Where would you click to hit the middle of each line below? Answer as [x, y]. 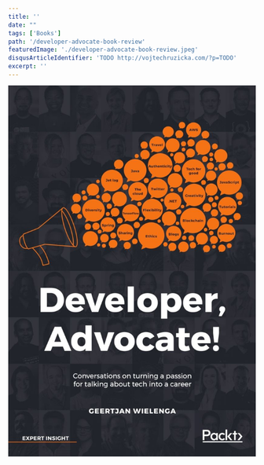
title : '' [24, 16]
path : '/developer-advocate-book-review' [77, 42]
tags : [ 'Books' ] [35, 33]
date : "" [22, 25]
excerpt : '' [27, 67]
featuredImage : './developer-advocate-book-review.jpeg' [103, 50]
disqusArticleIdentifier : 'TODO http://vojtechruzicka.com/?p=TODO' [123, 58]
